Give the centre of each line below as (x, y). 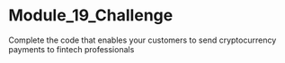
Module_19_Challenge (91, 16)
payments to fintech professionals (71, 49)
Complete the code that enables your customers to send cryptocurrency (142, 40)
